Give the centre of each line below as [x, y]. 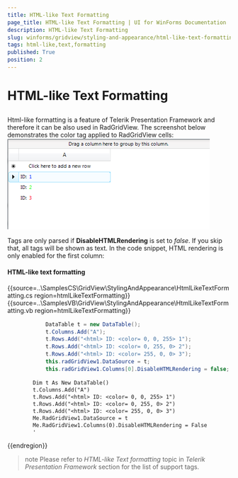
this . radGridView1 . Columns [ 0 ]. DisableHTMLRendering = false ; [137, 369]
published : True [31, 52]
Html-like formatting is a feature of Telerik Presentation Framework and [111, 120]
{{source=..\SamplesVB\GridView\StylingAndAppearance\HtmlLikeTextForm [118, 303]
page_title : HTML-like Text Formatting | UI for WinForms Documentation [117, 22]
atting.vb [20, 310]
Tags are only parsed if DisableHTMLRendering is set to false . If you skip [115, 241]
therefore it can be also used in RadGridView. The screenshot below [107, 127]
